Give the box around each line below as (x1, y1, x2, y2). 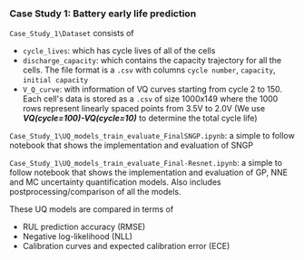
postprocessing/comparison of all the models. (9, 187, 181, 197)
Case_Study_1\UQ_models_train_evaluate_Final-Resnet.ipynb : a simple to (9, 158, 283, 169)
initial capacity (22, 76, 89, 85)
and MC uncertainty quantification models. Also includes (9, 177, 221, 188)
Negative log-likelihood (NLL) (22, 231, 133, 242)
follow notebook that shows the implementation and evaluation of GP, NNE (9, 167, 289, 178)
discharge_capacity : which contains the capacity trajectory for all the (22, 55, 282, 66)
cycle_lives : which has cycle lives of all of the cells (22, 45, 216, 56)
